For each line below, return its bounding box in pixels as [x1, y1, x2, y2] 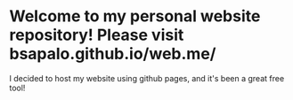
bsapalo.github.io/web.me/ [9, 44, 216, 64]
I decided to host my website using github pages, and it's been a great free [9, 73, 285, 83]
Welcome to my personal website [9, 6, 261, 27]
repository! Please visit [9, 25, 184, 45]
